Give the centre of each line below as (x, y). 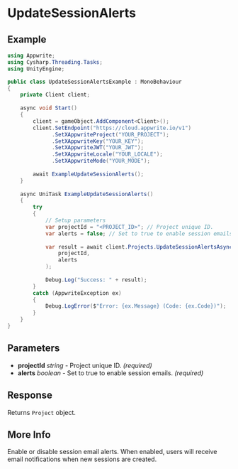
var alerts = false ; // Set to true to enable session (128, 233)
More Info (29, 435)
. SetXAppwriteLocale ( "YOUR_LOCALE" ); (107, 154)
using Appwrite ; (31, 55)
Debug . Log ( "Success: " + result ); (96, 280)
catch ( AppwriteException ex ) (77, 293)
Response (30, 395)
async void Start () (49, 108)
